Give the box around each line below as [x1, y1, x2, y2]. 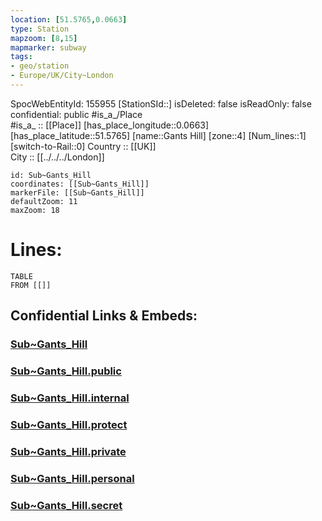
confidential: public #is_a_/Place [10, 108, 143, 120]
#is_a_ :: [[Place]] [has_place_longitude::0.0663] [10, 119, 210, 131]
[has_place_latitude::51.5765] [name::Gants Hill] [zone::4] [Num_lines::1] [10, 129, 307, 141]
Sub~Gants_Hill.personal [10, 471, 135, 485]
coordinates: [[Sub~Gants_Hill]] [10, 179, 150, 189]
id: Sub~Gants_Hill [10, 170, 92, 180]
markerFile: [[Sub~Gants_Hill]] [10, 187, 145, 198]
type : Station [10, 24, 70, 34]
